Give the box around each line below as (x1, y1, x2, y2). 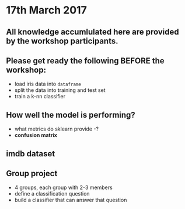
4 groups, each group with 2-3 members (14, 184, 113, 191)
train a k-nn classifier (14, 93, 66, 100)
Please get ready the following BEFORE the (6, 56, 165, 66)
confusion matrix (14, 132, 57, 139)
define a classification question (14, 190, 90, 197)
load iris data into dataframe (14, 80, 82, 88)
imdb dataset (6, 149, 55, 159)
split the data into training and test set (14, 87, 106, 94)
